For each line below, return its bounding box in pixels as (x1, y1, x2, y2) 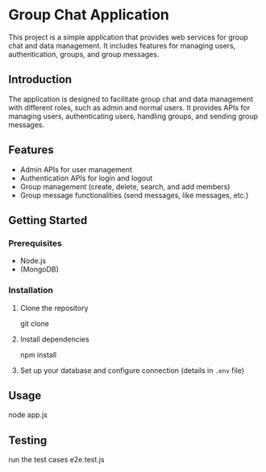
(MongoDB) (19, 264, 59, 275)
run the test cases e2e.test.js (8, 455, 105, 465)
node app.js (8, 410, 48, 420)
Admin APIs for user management (19, 164, 133, 174)
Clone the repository (19, 303, 89, 313)
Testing (8, 433, 48, 447)
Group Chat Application (8, 6, 169, 24)
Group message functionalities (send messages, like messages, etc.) (19, 190, 249, 200)
